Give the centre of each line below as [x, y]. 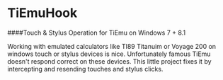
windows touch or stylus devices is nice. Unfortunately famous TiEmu [109, 54]
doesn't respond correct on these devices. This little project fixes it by [109, 61]
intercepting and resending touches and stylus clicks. [85, 69]
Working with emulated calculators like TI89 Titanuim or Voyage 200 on [112, 46]
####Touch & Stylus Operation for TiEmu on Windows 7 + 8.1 [97, 33]
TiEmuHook [42, 13]
